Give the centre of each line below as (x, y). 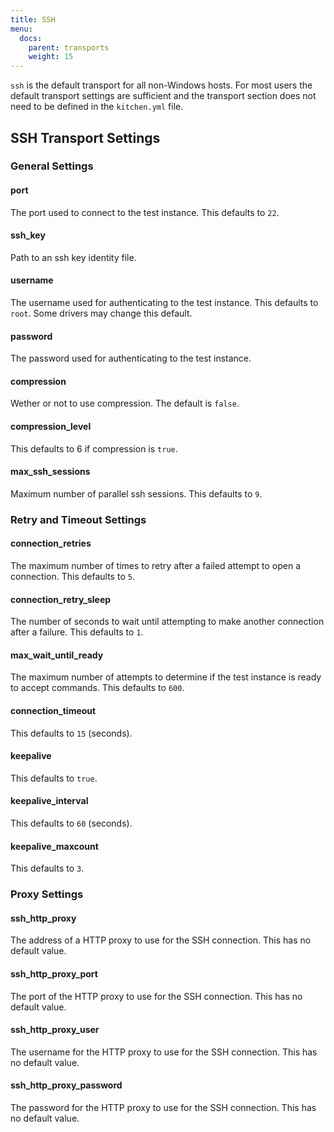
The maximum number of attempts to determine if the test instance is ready (166, 677)
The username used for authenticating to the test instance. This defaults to (164, 303)
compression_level (51, 427)
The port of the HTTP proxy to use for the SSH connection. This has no (156, 996)
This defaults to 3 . (47, 868)
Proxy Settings (47, 894)
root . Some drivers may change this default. (101, 313)
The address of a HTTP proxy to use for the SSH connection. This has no (161, 940)
